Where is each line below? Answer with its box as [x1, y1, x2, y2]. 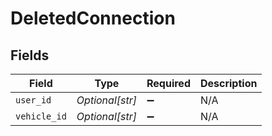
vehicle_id [15, 111, 67, 122]
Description [199, 77, 258, 90]
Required [146, 77, 191, 90]
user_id [15, 95, 52, 106]
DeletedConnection [10, 7, 176, 30]
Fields [10, 47, 50, 64]
